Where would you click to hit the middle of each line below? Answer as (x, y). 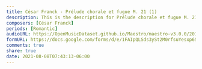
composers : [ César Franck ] (40, 23)
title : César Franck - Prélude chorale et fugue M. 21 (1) (82, 12)
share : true (21, 51)
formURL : (17, 40)
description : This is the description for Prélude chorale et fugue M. (98, 17)
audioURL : (19, 34)
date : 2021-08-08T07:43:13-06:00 (48, 56)
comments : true (25, 46)
